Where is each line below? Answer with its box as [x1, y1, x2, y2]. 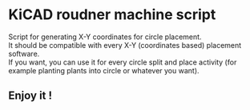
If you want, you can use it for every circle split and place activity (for [8, 57, 237, 67]
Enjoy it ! [8, 89, 53, 103]
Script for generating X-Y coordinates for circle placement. [8, 32, 202, 41]
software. [8, 49, 40, 58]
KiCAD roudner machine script [8, 6, 216, 24]
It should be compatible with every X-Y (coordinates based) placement [8, 40, 242, 49]
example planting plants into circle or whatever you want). [8, 65, 200, 75]
